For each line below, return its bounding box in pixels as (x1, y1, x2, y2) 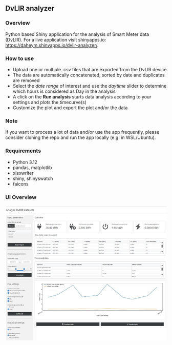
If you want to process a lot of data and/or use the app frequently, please (5, 129, 160, 135)
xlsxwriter (12, 170, 34, 176)
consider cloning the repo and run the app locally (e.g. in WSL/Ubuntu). (5, 134, 156, 140)
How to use (5, 55, 34, 62)
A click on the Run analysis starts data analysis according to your (12, 93, 152, 99)
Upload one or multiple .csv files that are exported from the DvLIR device (12, 66, 167, 72)
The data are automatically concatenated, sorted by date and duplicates (12, 72, 165, 78)
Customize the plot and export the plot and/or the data (12, 105, 128, 111)
